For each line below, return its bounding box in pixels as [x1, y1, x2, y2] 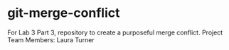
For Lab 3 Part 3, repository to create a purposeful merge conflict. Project [7, 28, 223, 37]
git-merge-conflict [7, 5, 120, 21]
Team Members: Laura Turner [7, 35, 95, 44]
